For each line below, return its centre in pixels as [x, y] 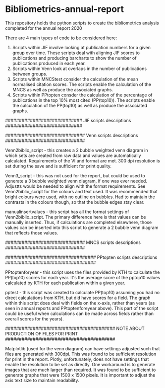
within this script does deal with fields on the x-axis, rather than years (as [80, 303]
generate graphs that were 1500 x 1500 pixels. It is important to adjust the [80, 375]
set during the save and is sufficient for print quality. [58, 166]
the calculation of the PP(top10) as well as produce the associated [80, 105]
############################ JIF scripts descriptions [68, 120]
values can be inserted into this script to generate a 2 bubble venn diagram [82, 228]
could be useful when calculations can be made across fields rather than [79, 313]
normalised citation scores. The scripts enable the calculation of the [82, 84]
